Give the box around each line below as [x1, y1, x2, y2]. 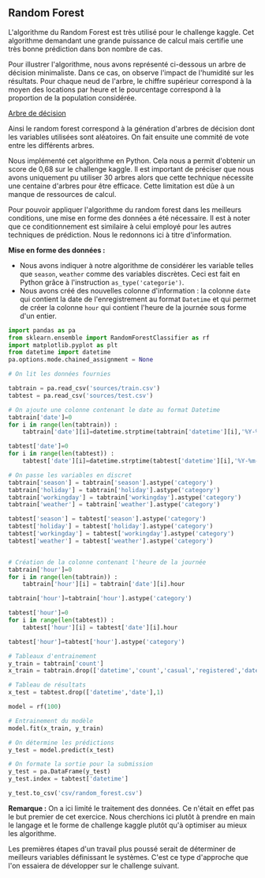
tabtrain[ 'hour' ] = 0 [8, 566, 73, 573]
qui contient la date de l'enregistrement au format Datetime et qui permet [19, 294, 256, 304]
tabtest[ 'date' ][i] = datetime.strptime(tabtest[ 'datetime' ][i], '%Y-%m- [22, 457, 259, 465]
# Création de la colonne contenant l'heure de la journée [8, 558, 207, 566]
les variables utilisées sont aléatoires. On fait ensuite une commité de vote [8, 132, 249, 142]
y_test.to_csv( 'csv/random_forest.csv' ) [8, 789, 144, 797]
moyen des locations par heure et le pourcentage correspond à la [8, 85, 222, 94]
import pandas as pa [8, 326, 77, 335]
